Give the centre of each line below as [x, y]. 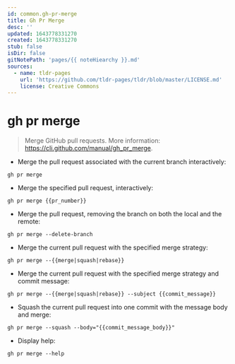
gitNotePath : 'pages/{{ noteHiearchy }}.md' [74, 60]
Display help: [36, 341]
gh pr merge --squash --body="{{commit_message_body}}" [91, 328]
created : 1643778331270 [42, 40]
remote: [29, 222]
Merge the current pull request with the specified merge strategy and [118, 274]
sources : [20, 66]
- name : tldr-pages [42, 73]
